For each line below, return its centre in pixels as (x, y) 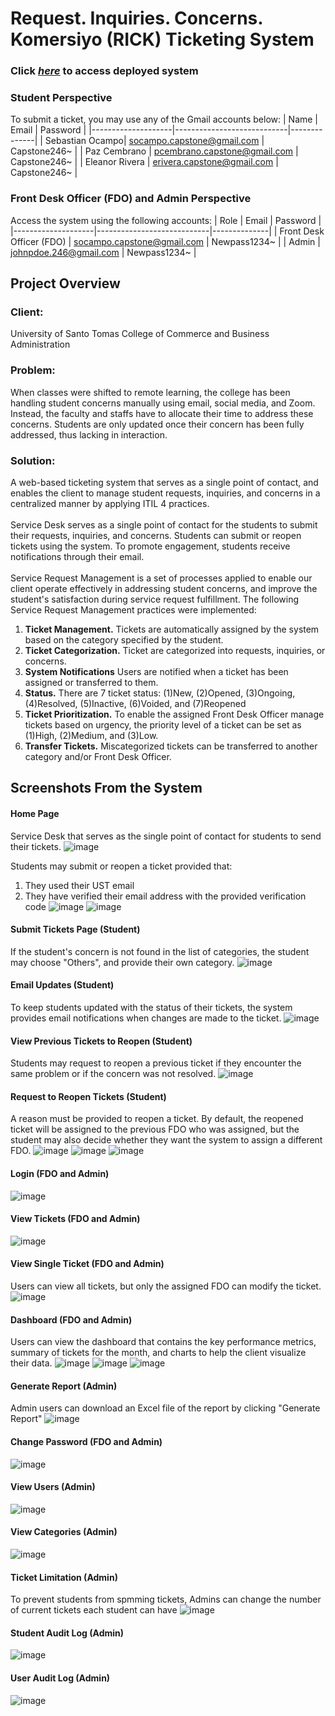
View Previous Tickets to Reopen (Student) (101, 1041)
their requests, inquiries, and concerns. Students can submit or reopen (156, 535)
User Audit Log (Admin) (60, 1678)
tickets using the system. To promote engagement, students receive (150, 546)
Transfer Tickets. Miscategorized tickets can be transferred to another (171, 746)
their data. (31, 1363)
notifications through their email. (77, 556)
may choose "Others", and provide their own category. (122, 962)
